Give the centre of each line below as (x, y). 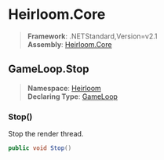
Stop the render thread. (46, 134)
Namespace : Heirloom (64, 88)
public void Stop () (40, 148)
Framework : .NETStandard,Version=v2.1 (92, 36)
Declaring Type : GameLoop (72, 96)
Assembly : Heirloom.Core (69, 44)
